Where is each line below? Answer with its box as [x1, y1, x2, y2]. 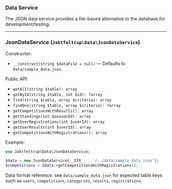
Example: [5, 139, 25, 145]
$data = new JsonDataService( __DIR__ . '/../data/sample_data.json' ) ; [5, 158, 159, 163]
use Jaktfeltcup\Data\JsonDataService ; [5, 149, 91, 154]
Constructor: [5, 50, 32, 56]
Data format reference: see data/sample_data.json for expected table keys [5, 172, 163, 178]
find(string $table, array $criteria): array [12, 97, 112, 102]
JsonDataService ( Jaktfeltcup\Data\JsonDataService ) [5, 39, 140, 46]
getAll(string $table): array [12, 87, 78, 92]
